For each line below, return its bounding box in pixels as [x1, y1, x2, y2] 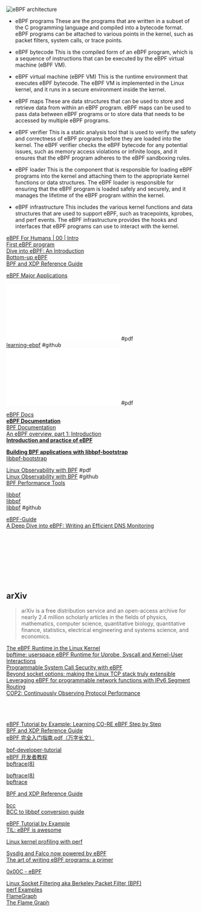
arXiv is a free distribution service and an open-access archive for [21, 607, 186, 614]
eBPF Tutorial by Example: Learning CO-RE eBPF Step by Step [6, 720, 161, 728]
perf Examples [6, 886, 43, 893]
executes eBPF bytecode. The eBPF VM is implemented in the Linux [15, 79, 184, 86]
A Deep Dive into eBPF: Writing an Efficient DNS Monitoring [6, 522, 154, 529]
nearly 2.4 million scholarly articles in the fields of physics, [21, 613, 168, 620]
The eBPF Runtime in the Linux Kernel [6, 644, 101, 651]
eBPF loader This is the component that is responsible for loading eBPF [15, 166, 193, 173]
